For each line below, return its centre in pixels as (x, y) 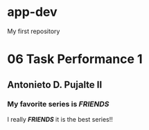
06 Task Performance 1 (75, 59)
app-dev (32, 12)
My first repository (34, 31)
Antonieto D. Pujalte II (55, 85)
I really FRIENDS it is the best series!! (60, 119)
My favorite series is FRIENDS (58, 104)
